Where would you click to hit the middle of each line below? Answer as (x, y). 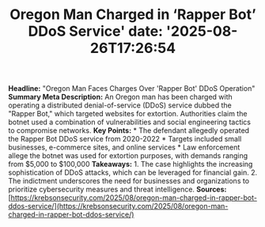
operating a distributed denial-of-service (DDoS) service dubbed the (120, 105)
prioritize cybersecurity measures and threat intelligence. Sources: (117, 189)
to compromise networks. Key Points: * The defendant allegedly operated (129, 131)
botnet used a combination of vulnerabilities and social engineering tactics (130, 122)
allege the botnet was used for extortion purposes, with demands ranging (128, 156)
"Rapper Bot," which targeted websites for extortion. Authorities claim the (128, 114)
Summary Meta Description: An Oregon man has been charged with (121, 97)
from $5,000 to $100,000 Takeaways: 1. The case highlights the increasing (131, 165)
